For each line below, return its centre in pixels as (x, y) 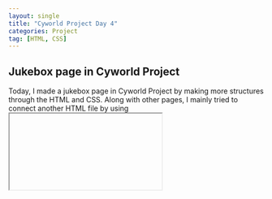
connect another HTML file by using (69, 108)
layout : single (34, 16)
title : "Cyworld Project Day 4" (63, 24)
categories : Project (43, 31)
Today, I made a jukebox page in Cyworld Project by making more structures (136, 91)
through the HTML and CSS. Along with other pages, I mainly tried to (123, 100)
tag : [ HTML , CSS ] (38, 39)
